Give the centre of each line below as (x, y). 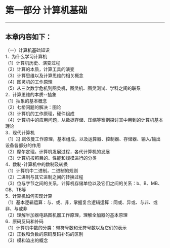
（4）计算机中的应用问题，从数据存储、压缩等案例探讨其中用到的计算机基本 (84, 120)
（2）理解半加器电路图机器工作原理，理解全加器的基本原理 (67, 215)
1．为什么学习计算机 (26, 56)
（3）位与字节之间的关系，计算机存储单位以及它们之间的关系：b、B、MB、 (84, 183)
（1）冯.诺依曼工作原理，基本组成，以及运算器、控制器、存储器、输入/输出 (83, 139)
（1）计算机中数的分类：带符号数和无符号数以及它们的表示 (66, 227)
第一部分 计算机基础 (46, 10)
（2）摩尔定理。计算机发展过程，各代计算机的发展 (58, 151)
